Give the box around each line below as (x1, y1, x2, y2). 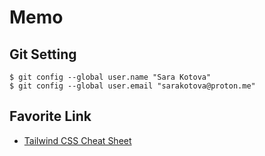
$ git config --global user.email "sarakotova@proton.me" (9, 81, 256, 91)
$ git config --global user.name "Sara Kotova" (9, 72, 212, 82)
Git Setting (9, 46, 77, 63)
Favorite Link (9, 108, 92, 125)
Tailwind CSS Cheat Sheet (23, 134, 132, 146)
